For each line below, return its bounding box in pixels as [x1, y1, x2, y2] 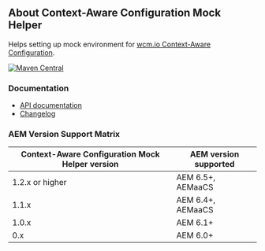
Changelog [19, 109, 56, 119]
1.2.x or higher [12, 177, 67, 188]
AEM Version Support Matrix [8, 129, 121, 140]
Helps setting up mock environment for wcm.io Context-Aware [8, 39, 211, 49]
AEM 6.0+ [176, 230, 214, 241]
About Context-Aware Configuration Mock [8, 6, 222, 20]
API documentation [19, 101, 83, 110]
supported [194, 159, 235, 170]
